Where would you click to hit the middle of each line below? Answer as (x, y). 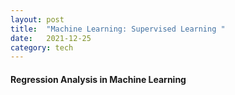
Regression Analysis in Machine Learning (98, 79)
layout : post (37, 19)
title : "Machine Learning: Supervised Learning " (118, 29)
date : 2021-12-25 (51, 38)
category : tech (42, 47)
